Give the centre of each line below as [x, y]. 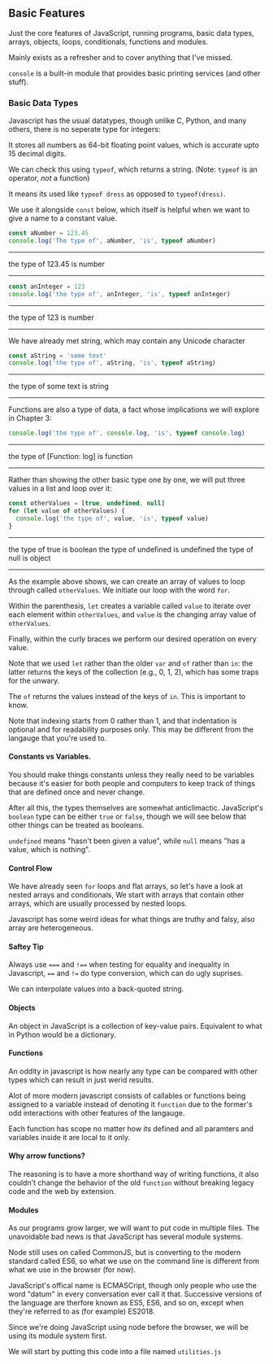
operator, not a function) [49, 178]
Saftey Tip [26, 946]
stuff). [19, 81]
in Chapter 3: [30, 418]
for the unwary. [34, 680]
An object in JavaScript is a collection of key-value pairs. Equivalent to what [135, 1025]
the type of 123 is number [52, 317]
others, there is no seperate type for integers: [84, 129]
